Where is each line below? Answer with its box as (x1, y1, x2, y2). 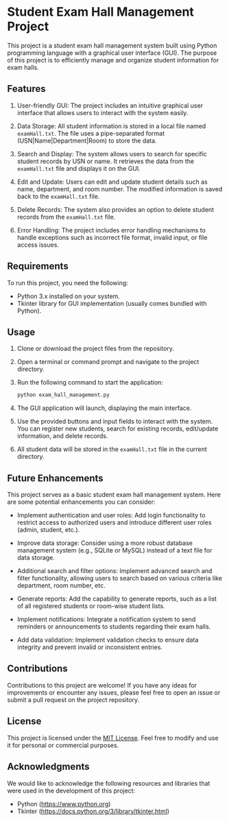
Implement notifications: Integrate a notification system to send (16, 615, 196, 624)
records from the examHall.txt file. (16, 213, 116, 221)
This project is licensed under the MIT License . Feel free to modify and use (7, 734, 219, 742)
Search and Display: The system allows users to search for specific (16, 149, 208, 158)
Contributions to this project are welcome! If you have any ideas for (7, 681, 197, 689)
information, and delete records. (16, 432, 108, 440)
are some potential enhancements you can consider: (7, 498, 156, 506)
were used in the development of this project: (7, 786, 136, 795)
